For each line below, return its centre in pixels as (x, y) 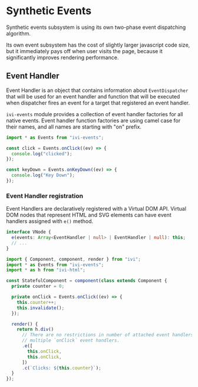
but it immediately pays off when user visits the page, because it (85, 51)
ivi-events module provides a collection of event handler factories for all (95, 114)
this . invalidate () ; (41, 308)
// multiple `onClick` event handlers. (70, 340)
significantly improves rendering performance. (62, 57)
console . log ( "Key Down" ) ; (43, 175)
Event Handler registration (45, 196)
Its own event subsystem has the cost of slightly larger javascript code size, (98, 45)
